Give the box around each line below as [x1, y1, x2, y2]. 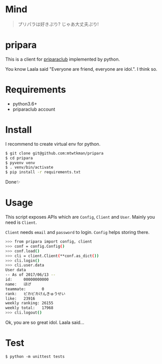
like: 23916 [5, 296, 36, 301]
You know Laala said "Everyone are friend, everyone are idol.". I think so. [5, 66, 158, 72]
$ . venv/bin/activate [5, 165, 53, 170]
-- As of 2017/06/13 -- [5, 272, 56, 277]
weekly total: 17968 [5, 305, 53, 310]
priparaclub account [12, 106, 56, 112]
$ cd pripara [5, 155, 33, 161]
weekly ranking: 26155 [5, 301, 53, 306]
